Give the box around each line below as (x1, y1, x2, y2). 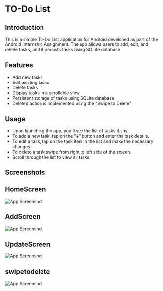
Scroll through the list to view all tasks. (12, 154, 91, 160)
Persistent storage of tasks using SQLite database (12, 95, 115, 101)
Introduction (5, 23, 44, 32)
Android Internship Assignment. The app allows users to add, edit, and (5, 42, 149, 47)
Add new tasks (12, 74, 43, 80)
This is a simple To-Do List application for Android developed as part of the (5, 36, 158, 42)
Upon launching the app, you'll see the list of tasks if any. (12, 127, 129, 134)
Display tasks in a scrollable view (12, 90, 80, 96)
